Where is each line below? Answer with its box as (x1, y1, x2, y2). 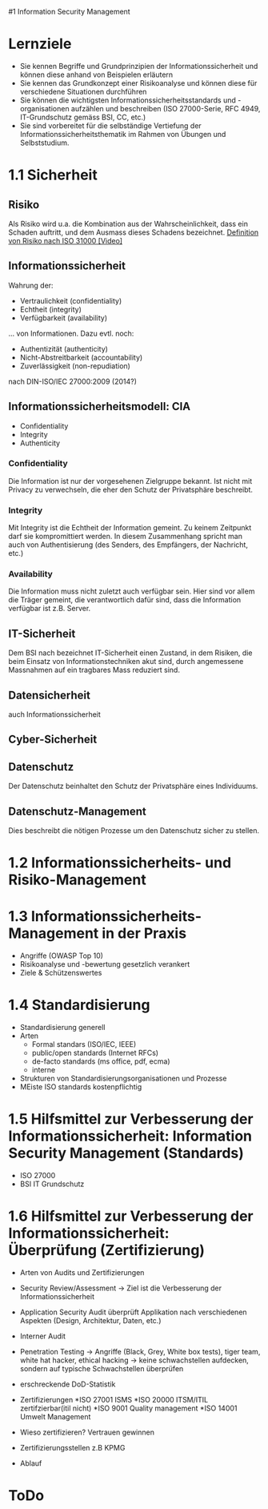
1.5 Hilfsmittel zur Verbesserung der (8, 1110, 254, 1129)
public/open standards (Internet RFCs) (31, 1048, 158, 1058)
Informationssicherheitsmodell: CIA (8, 400, 191, 413)
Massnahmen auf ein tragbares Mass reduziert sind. (8, 665, 180, 675)
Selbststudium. (19, 138, 70, 147)
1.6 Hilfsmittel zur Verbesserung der (8, 1207, 254, 1225)
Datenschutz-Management (8, 804, 146, 818)
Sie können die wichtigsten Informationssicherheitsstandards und (19, 95, 236, 105)
